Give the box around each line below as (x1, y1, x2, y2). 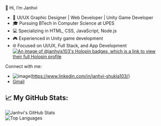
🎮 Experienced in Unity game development (12, 35, 103, 41)
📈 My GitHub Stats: (5, 94, 68, 102)
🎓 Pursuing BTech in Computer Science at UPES (12, 20, 115, 26)
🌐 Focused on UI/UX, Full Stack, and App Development (12, 43, 127, 48)
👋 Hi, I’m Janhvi (5, 5, 38, 11)
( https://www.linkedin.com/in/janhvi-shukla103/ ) (30, 73, 130, 79)
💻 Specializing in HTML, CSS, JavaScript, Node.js (12, 28, 117, 34)
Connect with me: (5, 64, 42, 69)
